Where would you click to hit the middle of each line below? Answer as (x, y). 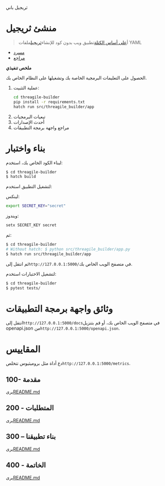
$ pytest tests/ (23, 288)
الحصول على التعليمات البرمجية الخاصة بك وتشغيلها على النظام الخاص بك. (76, 78)
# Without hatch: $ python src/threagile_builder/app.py (68, 249)
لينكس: (13, 196)
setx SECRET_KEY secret (31, 225)
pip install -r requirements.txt (49, 102)
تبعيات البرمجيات (29, 116)
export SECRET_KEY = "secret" (36, 206)
